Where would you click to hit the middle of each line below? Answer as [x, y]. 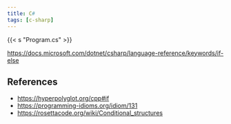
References [32, 82]
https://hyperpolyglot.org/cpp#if [63, 99]
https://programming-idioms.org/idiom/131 [77, 106]
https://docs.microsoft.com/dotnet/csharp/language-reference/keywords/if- [115, 53]
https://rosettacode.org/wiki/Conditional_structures [90, 113]
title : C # [21, 13]
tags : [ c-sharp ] [30, 20]
